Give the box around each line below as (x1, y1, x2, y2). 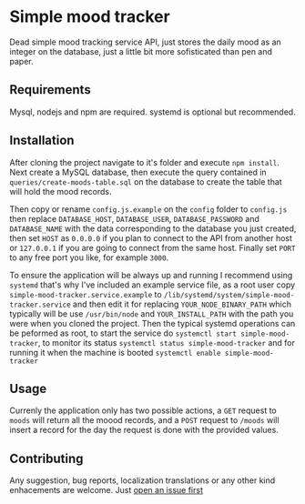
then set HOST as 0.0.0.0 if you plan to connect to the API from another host (9, 232, 293, 243)
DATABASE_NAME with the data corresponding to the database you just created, (9, 223, 297, 234)
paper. (9, 55, 34, 66)
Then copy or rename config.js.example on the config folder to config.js (9, 203, 288, 215)
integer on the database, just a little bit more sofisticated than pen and (9, 45, 273, 56)
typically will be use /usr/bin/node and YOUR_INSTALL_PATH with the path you (9, 307, 294, 319)
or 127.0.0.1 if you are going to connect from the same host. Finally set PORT (9, 242, 296, 253)
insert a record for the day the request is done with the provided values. (9, 425, 280, 436)
